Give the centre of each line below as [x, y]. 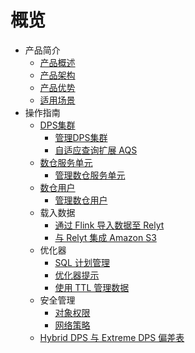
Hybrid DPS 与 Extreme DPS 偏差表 [112, 337]
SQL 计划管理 [82, 262]
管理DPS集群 [81, 137]
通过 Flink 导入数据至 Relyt [109, 225]
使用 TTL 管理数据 [92, 287]
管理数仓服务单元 [90, 175]
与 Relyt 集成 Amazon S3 [105, 237]
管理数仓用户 [81, 200]
